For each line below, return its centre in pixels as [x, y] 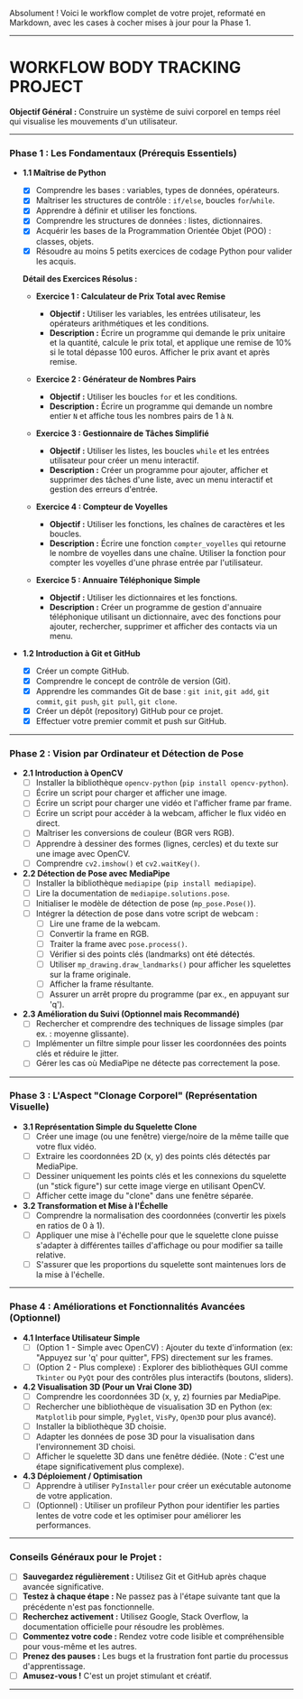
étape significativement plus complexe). [110, 1467]
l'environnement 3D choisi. [86, 1446]
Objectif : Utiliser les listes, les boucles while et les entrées [159, 450]
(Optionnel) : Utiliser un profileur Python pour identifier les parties [158, 1506]
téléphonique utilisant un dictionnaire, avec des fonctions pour [165, 617]
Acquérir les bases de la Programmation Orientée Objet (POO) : [154, 231]
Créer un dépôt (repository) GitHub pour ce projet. [129, 710]
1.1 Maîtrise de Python [64, 173]
